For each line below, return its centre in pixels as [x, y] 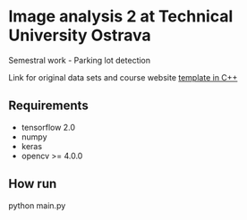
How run [33, 184]
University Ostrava [80, 35]
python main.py [37, 205]
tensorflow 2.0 [48, 127]
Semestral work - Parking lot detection [80, 60]
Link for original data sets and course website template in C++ [123, 77]
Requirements [48, 106]
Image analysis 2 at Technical [121, 17]
